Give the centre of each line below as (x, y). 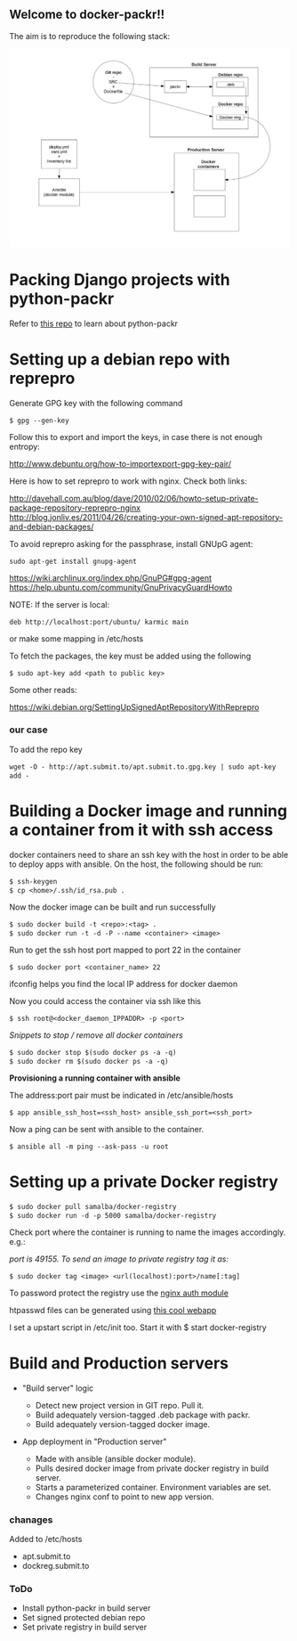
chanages (31, 1520)
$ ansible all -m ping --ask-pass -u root (89, 1147)
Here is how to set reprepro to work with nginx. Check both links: (128, 481)
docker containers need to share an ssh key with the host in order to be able (149, 854)
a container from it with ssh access (141, 830)
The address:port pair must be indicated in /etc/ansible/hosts (121, 1095)
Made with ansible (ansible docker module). (116, 1458)
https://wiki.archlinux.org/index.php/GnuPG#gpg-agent (110, 577)
